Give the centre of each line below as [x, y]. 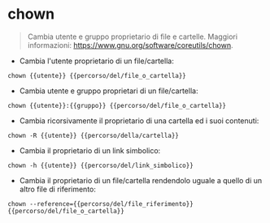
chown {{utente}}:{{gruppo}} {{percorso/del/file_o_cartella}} [117, 105]
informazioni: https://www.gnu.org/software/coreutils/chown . [130, 45]
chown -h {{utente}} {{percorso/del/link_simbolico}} [101, 165]
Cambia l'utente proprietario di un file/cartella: [96, 61]
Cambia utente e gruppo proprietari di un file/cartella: [109, 91]
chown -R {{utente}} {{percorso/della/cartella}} [94, 135]
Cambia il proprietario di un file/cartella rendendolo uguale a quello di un [141, 180]
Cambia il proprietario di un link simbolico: [90, 150]
